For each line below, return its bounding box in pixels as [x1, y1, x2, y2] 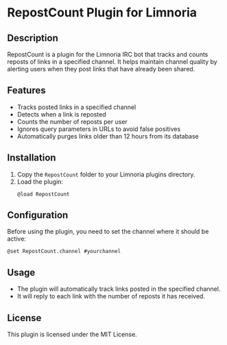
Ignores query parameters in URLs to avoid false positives [16, 125, 181, 133]
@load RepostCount [16, 191, 70, 198]
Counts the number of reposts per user [16, 117, 128, 126]
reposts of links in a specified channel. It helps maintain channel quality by [7, 58, 217, 66]
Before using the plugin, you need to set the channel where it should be [7, 228, 209, 236]
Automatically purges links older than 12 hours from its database [16, 132, 199, 140]
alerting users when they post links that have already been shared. [7, 65, 195, 73]
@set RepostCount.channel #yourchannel [7, 248, 121, 255]
